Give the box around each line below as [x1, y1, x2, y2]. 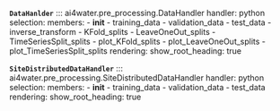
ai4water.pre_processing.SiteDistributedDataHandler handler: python [9, 73, 265, 83]
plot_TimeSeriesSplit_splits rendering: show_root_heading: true [9, 46, 242, 56]
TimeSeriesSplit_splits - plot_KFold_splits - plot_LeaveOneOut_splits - [9, 36, 267, 47]
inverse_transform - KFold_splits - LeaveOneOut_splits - [9, 27, 216, 37]
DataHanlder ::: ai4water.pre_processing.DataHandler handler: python [9, 8, 266, 18]
